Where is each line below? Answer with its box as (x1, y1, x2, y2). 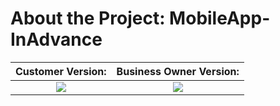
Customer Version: (15, 64, 107, 78)
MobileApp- (169, 7, 271, 30)
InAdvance (10, 28, 103, 51)
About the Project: (10, 7, 166, 30)
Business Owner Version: (116, 64, 240, 78)
